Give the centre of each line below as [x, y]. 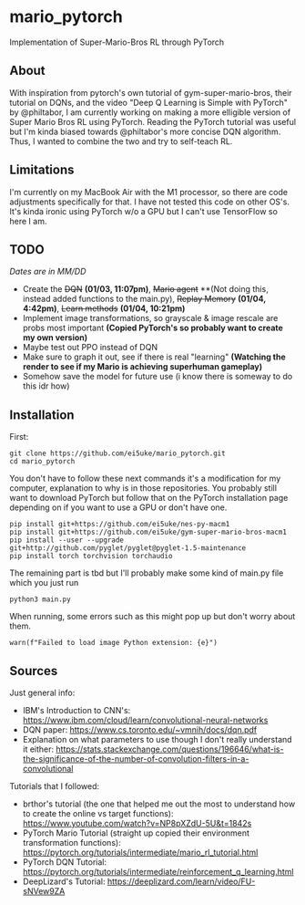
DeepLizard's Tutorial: [64, 881]
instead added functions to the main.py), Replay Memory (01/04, [144, 299]
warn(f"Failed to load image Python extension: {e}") [114, 643]
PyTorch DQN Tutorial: [65, 862]
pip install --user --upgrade [67, 540]
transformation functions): [71, 843]
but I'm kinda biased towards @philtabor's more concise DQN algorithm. [145, 131]
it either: [38, 749]
